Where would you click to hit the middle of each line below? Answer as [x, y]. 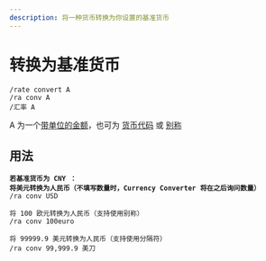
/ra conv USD [34, 196]
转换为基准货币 [65, 65]
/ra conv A [30, 97]
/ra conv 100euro [42, 221]
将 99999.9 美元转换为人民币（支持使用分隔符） [88, 239]
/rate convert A [40, 90]
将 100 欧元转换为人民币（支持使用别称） [77, 214]
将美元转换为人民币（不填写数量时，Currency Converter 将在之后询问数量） [135, 189]
